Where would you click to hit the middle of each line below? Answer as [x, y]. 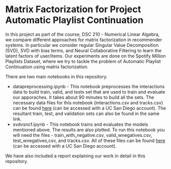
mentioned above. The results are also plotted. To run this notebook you [89, 130]
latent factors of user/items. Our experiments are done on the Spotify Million [86, 56]
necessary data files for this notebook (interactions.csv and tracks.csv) [88, 102]
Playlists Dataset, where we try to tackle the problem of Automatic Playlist [83, 61]
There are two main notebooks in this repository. [57, 76]
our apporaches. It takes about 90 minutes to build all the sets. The [83, 97]
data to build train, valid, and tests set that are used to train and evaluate [89, 92]
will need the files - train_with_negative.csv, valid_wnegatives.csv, [82, 135]
